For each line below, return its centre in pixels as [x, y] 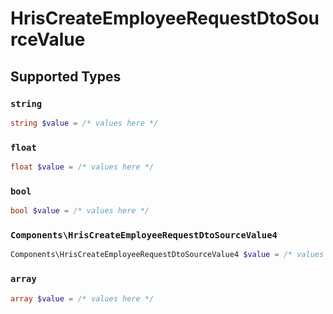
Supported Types [66, 76]
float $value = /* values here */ [82, 167]
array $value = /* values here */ [82, 298]
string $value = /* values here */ [84, 123]
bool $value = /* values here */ [80, 211]
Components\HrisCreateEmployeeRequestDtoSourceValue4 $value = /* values [167, 255]
